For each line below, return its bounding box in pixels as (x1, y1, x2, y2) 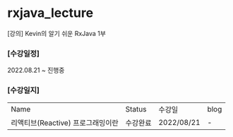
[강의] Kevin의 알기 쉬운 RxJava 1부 (7, 29, 106, 37)
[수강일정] (7, 48, 40, 58)
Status (125, 104, 147, 114)
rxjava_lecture (7, 5, 94, 21)
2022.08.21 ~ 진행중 (7, 66, 65, 75)
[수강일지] (7, 85, 40, 95)
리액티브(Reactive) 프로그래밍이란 (11, 118, 119, 128)
